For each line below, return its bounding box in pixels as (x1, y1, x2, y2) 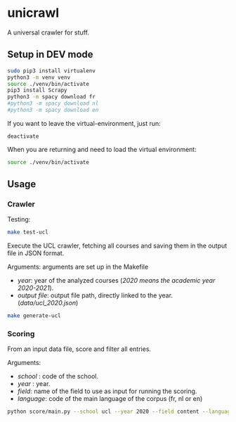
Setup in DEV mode (7, 49, 93, 60)
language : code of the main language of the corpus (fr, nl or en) (17, 395, 203, 403)
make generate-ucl (7, 312, 61, 319)
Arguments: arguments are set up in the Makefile (7, 262, 149, 271)
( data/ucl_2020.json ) (17, 299, 79, 307)
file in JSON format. (7, 249, 65, 257)
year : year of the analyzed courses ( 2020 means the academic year (17, 276, 216, 285)
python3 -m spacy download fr (7, 94, 96, 101)
